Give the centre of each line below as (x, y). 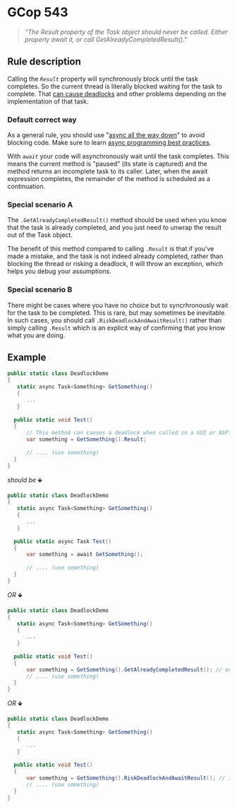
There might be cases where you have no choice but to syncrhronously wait (118, 305)
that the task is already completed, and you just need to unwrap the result (115, 228)
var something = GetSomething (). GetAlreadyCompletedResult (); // (124, 669)
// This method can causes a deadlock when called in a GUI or (121, 433)
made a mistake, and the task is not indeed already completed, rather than (115, 256)
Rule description (44, 62)
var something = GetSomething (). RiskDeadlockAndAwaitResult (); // (126, 778)
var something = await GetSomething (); (84, 555)
